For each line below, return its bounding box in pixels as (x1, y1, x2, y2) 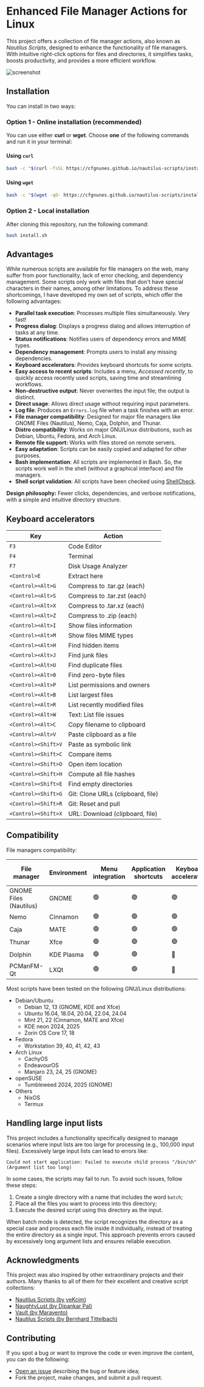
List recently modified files (68, 701, 144, 709)
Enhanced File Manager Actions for (6, 4, 188, 18)
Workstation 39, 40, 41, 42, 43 (24, 1042, 100, 1049)
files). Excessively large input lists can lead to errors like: (6, 1147, 148, 1154)
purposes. (15, 452, 41, 459)
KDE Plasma (49, 951, 84, 959)
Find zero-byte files (68, 671, 126, 679)
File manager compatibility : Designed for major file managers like (15, 413, 181, 420)
